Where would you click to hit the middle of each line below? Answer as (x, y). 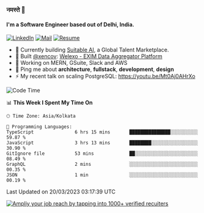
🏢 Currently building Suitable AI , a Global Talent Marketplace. (92, 50)
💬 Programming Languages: (39, 127)
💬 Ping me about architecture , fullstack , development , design (94, 69)
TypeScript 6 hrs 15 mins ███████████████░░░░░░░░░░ (102, 132)
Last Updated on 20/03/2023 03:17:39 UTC (61, 192)
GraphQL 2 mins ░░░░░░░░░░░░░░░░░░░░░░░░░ (102, 165)
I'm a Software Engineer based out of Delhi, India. (70, 24)
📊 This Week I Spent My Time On (49, 103)
